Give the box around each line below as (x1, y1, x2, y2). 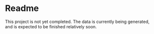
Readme (5, 3, 39, 14)
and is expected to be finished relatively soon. (5, 23, 97, 29)
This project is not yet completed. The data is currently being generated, (5, 19, 150, 24)
